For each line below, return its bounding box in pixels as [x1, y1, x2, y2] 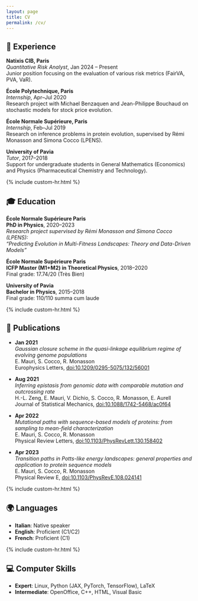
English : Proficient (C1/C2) [14, 528, 80, 535]
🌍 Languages [6, 503, 58, 513]
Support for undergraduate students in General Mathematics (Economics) [6, 161, 186, 168]
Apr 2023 [14, 448, 40, 455]
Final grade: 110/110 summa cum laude [6, 295, 99, 302]
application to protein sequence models [14, 461, 112, 468]
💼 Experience [6, 41, 56, 51]
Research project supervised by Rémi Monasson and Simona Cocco [6, 228, 173, 234]
